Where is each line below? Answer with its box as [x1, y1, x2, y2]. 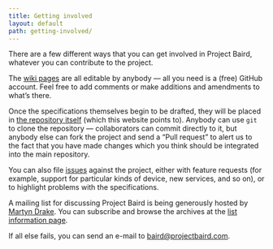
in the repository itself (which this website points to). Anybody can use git [8, 115, 258, 125]
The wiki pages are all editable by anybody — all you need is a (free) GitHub [8, 74, 263, 84]
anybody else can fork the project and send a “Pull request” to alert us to [8, 132, 253, 142]
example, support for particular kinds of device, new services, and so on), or [8, 174, 265, 183]
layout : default [8, 19, 63, 28]
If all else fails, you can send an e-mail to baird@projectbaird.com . [8, 231, 231, 241]
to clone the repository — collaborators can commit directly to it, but [8, 123, 237, 134]
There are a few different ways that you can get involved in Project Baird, [8, 49, 253, 59]
